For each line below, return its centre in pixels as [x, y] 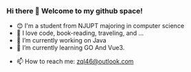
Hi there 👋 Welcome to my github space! [75, 11]
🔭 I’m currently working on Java [61, 40]
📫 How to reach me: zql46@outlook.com [75, 62]
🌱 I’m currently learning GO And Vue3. [70, 48]
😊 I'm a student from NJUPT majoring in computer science [100, 26]
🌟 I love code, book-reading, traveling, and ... [80, 33]
